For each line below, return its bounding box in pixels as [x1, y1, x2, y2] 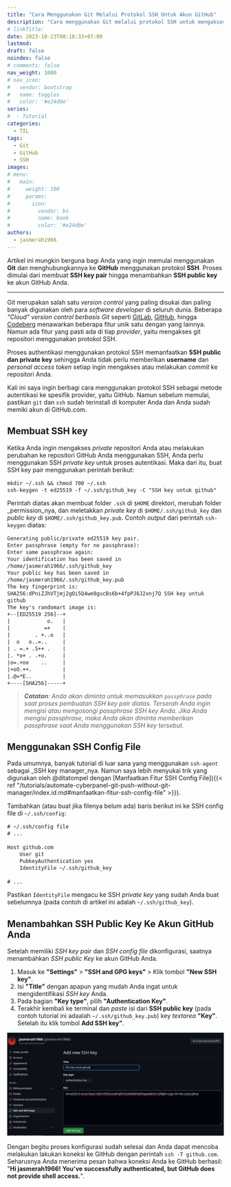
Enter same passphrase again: [7, 549, 94, 556]
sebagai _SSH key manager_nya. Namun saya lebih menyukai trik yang [7, 767, 208, 775]
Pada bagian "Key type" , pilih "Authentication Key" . [16, 997, 168, 1006]
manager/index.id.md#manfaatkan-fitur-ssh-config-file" [7, 789, 166, 797]
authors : [7, 230, 32, 236]
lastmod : [7, 40, 32, 48]
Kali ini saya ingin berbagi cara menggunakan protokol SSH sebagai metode [7, 383, 222, 392]
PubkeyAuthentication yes [19, 858, 94, 865]
